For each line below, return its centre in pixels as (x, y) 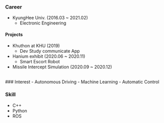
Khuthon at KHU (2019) (36, 45)
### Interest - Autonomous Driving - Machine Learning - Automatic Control (82, 82)
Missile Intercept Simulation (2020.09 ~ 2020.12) (62, 67)
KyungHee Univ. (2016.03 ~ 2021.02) (50, 18)
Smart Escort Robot (40, 61)
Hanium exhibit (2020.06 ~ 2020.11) (49, 56)
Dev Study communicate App (50, 51)
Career (14, 7)
